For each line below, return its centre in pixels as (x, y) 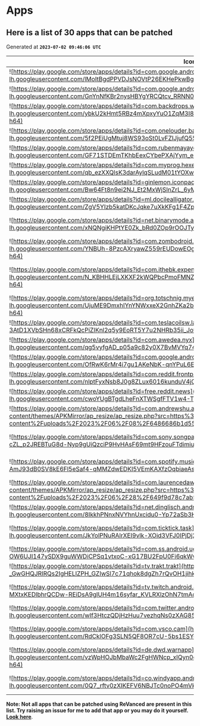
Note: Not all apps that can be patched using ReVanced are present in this (99, 704)
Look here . (20, 717)
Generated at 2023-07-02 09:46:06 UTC (54, 47)
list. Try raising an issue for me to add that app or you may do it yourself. (97, 710)
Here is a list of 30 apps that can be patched (89, 33)
